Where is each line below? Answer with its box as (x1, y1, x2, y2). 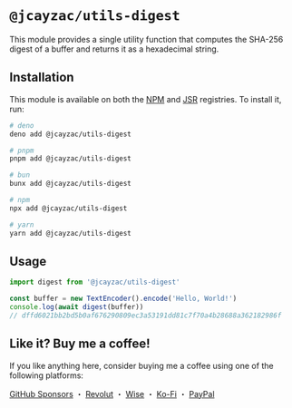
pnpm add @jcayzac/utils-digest (9, 154, 131, 163)
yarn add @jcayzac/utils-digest (9, 228, 131, 238)
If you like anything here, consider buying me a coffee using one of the (9, 360, 274, 371)
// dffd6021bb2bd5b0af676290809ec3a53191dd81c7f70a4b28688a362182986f (9, 311, 282, 320)
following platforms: (9, 370, 84, 381)
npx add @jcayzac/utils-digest (9, 203, 128, 213)
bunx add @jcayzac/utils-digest (9, 180, 131, 189)
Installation (9, 70, 74, 85)
